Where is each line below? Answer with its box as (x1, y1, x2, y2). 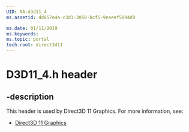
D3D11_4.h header (6, 68, 98, 82)
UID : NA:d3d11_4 (6, 8, 47, 15)
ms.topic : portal (6, 37, 50, 43)
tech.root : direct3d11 (6, 42, 63, 48)
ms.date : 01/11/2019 (6, 25, 58, 31)
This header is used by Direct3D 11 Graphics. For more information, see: (6, 107, 184, 115)
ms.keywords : (6, 31, 39, 37)
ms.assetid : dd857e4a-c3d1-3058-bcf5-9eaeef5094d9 (6, 14, 136, 20)
